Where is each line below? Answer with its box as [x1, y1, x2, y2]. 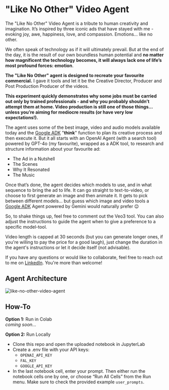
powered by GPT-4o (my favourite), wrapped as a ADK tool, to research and [5, 140, 163, 147]
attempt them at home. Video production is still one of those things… [5, 103, 153, 110]
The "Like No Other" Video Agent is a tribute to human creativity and [5, 20, 148, 26]
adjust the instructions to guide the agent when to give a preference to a [5, 218, 156, 224]
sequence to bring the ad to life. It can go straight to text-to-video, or [5, 187, 149, 193]
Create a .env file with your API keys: [12, 346, 90, 352]
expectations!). [5, 114, 38, 120]
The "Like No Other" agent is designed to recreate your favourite [5, 72, 144, 78]
